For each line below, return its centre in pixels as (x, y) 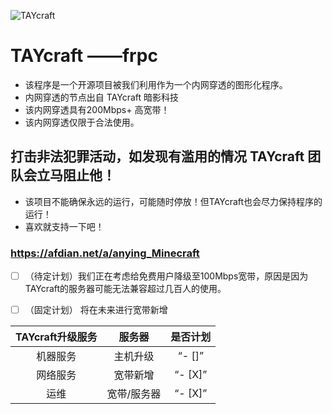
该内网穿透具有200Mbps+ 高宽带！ (97, 109)
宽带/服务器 (134, 394)
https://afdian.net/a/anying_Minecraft (105, 253)
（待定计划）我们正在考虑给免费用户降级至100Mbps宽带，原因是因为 (166, 276)
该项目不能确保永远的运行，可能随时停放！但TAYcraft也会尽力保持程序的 (173, 201)
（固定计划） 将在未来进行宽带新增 (96, 310)
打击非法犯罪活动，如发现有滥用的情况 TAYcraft (157, 156)
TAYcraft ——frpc (84, 56)
